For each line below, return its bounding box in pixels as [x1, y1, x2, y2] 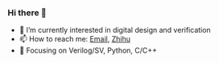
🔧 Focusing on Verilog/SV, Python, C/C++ [19, 45, 158, 55]
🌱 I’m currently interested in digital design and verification [19, 26, 211, 35]
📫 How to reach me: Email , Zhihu [19, 34, 130, 44]
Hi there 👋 [7, 7, 48, 18]
